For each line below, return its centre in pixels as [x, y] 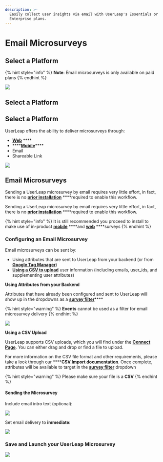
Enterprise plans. [28, 19]
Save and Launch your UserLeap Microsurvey [60, 444]
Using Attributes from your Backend [42, 285]
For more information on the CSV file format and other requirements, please [81, 356]
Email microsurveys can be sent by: [41, 250]
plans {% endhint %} [26, 78]
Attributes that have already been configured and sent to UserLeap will [76, 294]
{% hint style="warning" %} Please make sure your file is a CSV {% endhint [81, 376]
